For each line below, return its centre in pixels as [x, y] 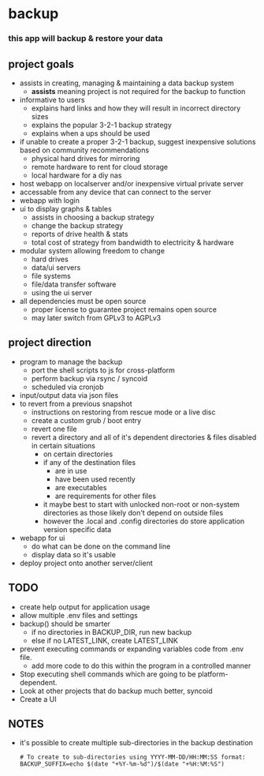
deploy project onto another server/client [86, 563]
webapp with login [50, 200]
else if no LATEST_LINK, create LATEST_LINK [105, 640]
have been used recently [95, 479]
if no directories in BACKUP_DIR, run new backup [112, 632]
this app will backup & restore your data [86, 39]
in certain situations [63, 445]
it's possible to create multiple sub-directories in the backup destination [136, 743]
